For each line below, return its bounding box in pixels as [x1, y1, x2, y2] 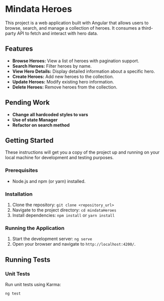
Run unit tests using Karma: [5, 281, 61, 287]
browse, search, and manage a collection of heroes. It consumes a [5, 25, 141, 31]
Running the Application [5, 224, 65, 231]
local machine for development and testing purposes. [5, 155, 114, 161]
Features [5, 44, 33, 53]
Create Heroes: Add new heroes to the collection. [12, 73, 114, 80]
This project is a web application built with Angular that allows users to [5, 20, 149, 26]
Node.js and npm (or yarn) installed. [12, 178, 86, 184]
